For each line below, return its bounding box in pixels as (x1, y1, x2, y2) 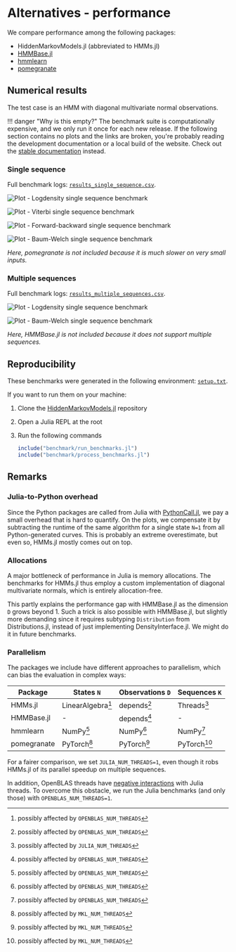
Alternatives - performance (7, 5, 171, 21)
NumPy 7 (177, 725, 206, 736)
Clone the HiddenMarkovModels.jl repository (17, 404, 147, 413)
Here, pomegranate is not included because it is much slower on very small (7, 248, 226, 257)
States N (73, 688, 101, 697)
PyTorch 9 (119, 738, 150, 750)
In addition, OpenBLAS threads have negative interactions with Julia (7, 778, 204, 787)
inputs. (7, 256, 27, 264)
